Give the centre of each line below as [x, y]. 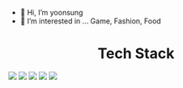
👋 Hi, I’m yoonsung [51, 13]
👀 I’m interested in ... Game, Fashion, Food [91, 21]
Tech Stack [136, 54]
